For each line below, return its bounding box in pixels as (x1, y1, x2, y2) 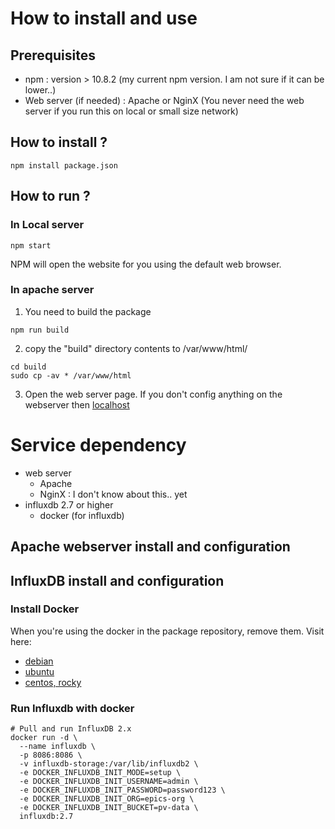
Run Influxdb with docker (10, 701, 135, 715)
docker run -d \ (10, 733, 78, 743)
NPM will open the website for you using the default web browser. (10, 258, 282, 270)
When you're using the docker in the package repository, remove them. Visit (10, 625, 325, 637)
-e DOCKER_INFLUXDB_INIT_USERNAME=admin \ (19, 777, 199, 787)
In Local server (10, 218, 85, 232)
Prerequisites (10, 47, 96, 64)
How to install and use (10, 7, 198, 30)
